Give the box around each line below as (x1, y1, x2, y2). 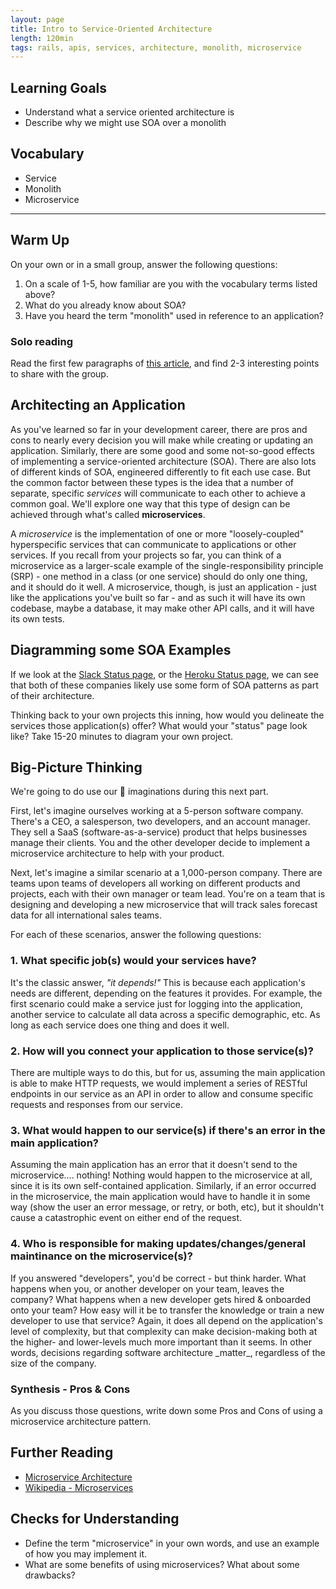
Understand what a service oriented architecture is (24, 106, 235, 118)
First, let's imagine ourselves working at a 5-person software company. (10, 805, 304, 817)
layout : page (10, 14, 65, 25)
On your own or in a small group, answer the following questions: (10, 258, 278, 270)
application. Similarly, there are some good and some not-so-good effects (10, 444, 315, 456)
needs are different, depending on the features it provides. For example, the (10, 987, 323, 999)
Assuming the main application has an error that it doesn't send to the (10, 1159, 298, 1171)
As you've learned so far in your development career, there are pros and (10, 423, 308, 435)
